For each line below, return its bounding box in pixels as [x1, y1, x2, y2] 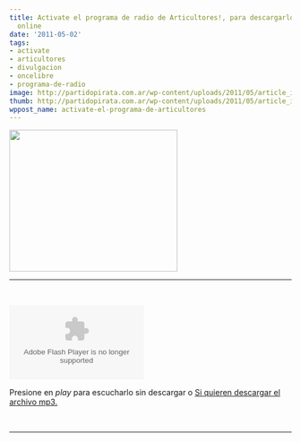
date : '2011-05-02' [9, 30, 82, 39]
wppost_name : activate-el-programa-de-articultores [9, 105, 206, 114]
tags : [9, 38, 30, 48]
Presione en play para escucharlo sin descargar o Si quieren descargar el [9, 387, 280, 398]
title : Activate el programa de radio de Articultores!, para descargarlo [9, 13, 295, 22]
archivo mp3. [9, 396, 58, 408]
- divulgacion [9, 64, 63, 73]
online [17, 22, 42, 30]
